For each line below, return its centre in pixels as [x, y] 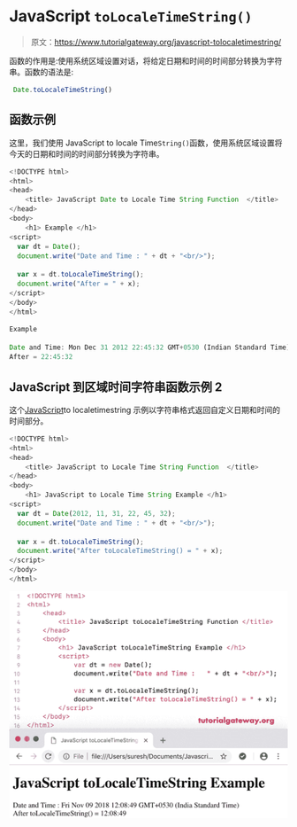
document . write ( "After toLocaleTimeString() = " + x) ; [120, 551]
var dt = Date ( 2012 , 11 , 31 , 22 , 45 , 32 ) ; [96, 513]
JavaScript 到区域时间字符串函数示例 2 [116, 387]
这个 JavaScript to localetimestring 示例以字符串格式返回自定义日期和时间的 [145, 410]
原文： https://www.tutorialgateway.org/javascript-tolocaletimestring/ [156, 42]
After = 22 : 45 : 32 [41, 357]
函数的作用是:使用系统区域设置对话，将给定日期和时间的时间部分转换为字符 [146, 60]
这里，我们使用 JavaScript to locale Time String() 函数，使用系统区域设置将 [146, 143]
